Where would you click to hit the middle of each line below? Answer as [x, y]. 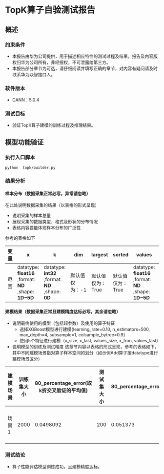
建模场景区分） [27, 359]
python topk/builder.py [30, 168]
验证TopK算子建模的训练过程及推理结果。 [54, 125]
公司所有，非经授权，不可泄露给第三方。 [70, 62]
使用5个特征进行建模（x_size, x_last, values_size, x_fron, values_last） [90, 341]
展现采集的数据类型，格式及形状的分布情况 [55, 222]
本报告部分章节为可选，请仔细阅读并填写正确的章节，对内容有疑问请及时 [85, 68]
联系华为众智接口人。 [33, 74]
